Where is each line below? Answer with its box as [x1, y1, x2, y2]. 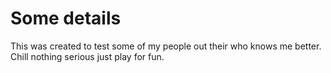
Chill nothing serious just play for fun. [10, 50, 165, 62]
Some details [10, 7, 122, 30]
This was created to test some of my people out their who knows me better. [10, 40, 322, 52]
